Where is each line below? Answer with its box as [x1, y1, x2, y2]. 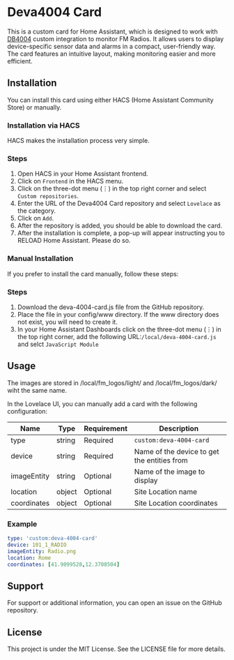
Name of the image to [134, 467, 205, 477]
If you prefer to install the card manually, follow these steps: [7, 269, 179, 278]
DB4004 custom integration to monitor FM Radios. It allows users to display [7, 34, 224, 43]
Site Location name [134, 486, 197, 496]
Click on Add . [17, 214, 54, 223]
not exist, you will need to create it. [17, 317, 118, 326]
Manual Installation [7, 254, 74, 264]
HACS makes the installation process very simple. [7, 137, 150, 145]
